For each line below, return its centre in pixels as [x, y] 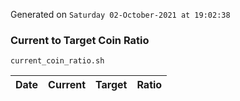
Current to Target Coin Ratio [80, 40]
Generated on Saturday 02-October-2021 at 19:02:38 [120, 14]
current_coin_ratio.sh [57, 61]
